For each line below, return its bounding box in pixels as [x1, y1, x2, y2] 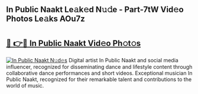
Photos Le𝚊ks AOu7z [6, 14, 86, 24]
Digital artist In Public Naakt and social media [69, 57, 178, 63]
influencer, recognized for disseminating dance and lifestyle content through [6, 63, 193, 70]
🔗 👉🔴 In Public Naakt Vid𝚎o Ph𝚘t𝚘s [6, 38, 141, 48]
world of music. [6, 82, 44, 89]
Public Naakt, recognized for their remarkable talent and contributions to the [6, 76, 192, 83]
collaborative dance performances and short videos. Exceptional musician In [6, 70, 193, 76]
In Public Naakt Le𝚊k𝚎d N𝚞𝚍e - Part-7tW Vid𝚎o [6, 5, 184, 15]
